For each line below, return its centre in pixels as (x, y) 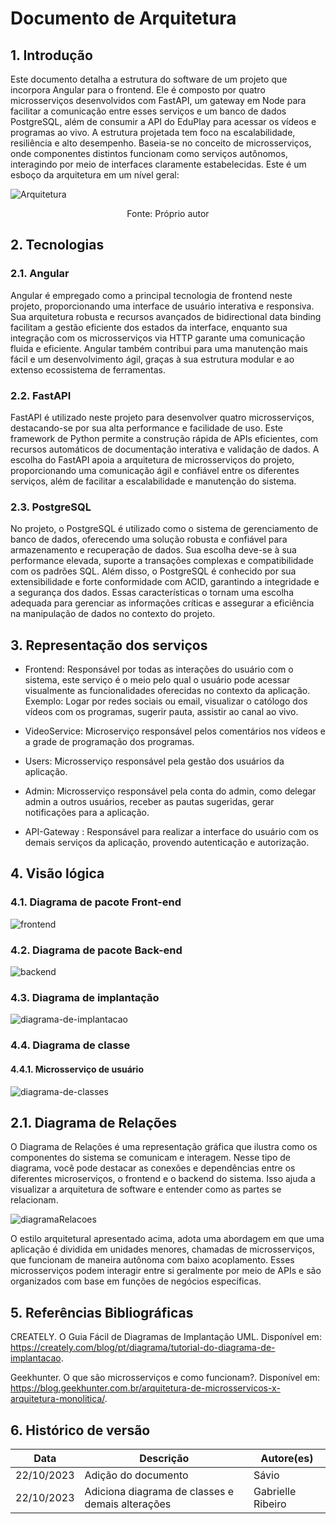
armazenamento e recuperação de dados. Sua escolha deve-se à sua (153, 550)
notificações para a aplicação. (87, 813)
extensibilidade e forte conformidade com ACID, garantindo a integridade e (165, 582)
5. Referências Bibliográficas (102, 1312)
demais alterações (128, 1504)
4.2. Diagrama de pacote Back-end (96, 950)
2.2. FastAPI (41, 395)
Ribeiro (270, 1504)
